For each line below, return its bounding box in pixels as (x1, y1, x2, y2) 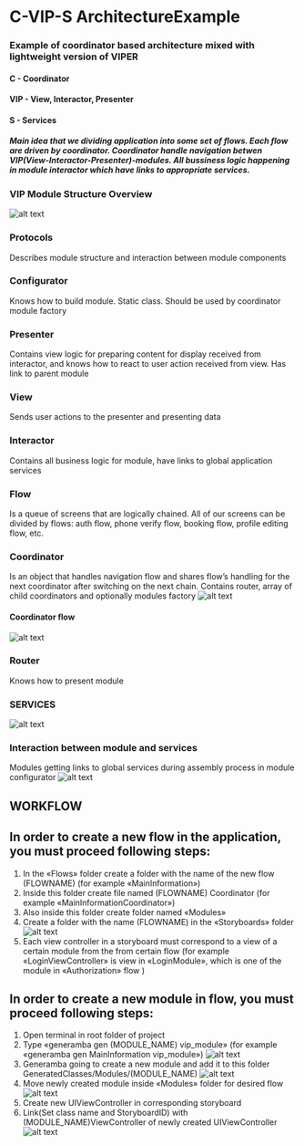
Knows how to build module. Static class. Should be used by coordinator (9, 295, 281, 307)
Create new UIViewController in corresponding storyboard (22, 1098, 242, 1109)
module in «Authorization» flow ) (22, 964, 146, 975)
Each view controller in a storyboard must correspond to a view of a (22, 935, 278, 946)
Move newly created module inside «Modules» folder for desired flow (22, 1078, 284, 1089)
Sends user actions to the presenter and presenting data (9, 412, 221, 422)
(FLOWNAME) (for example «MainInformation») (22, 878, 201, 889)
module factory (9, 305, 67, 316)
